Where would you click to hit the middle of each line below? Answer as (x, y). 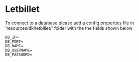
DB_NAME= (14, 46)
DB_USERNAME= (19, 50)
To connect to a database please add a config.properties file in (70, 23)
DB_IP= (12, 37)
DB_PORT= (14, 41)
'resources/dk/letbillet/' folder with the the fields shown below (69, 28)
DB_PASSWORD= (19, 55)
